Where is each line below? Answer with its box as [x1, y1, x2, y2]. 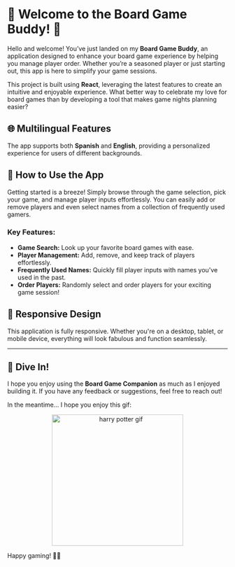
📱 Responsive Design [7, 308, 101, 321]
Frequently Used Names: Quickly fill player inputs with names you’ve [17, 265, 218, 274]
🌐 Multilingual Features [7, 122, 112, 135]
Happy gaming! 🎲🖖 [7, 552, 62, 560]
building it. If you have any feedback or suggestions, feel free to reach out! [7, 387, 222, 395]
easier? [7, 102, 29, 111]
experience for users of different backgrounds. [7, 148, 142, 157]
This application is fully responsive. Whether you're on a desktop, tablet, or [7, 327, 224, 335]
